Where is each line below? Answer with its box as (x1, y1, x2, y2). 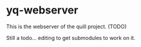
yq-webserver (6, 4, 79, 17)
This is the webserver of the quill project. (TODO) (6, 23, 127, 30)
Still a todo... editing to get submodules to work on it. (6, 34, 136, 41)
